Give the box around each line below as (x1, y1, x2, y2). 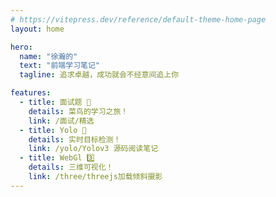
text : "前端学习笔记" (19, 61, 100, 71)
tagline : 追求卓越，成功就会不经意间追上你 (19, 70, 180, 80)
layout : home (10, 24, 65, 34)
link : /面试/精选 (28, 116, 95, 126)
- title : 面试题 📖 (19, 97, 92, 107)
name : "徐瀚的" (19, 51, 78, 61)
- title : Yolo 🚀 (19, 125, 87, 135)
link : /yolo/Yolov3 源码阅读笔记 (28, 144, 159, 154)
